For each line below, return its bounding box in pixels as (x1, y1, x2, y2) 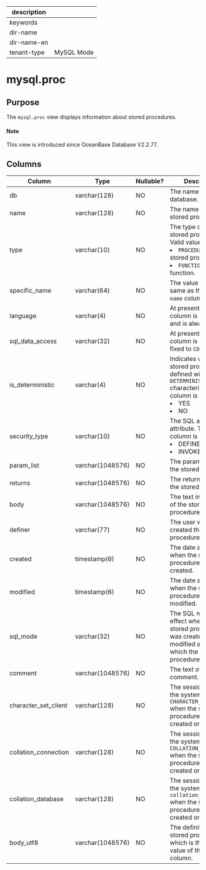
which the (169, 647, 198, 656)
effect (169, 617, 187, 625)
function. (169, 269, 196, 277)
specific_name (9, 287, 52, 295)
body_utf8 (9, 839, 39, 847)
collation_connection (9, 748, 69, 756)
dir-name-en (9, 38, 49, 47)
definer (9, 526, 31, 534)
